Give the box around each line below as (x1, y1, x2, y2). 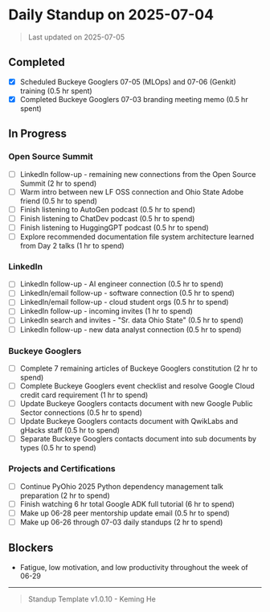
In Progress (8, 127, 67, 141)
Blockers (8, 541, 54, 555)
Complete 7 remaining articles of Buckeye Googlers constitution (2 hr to (19, 364, 258, 373)
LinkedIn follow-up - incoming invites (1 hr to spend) (19, 306, 193, 316)
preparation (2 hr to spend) (19, 491, 110, 500)
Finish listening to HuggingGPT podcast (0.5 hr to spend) (19, 223, 209, 232)
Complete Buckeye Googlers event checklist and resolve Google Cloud (19, 380, 255, 391)
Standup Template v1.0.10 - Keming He (27, 594, 157, 604)
